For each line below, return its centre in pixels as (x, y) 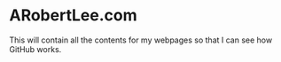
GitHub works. (35, 49)
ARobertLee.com (73, 15)
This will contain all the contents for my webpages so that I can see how (141, 40)
